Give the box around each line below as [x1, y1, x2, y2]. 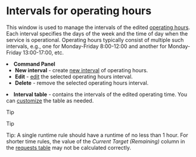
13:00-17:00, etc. [23, 49, 64, 56]
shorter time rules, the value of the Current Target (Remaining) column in [6, 137, 185, 145]
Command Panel [14, 60, 55, 68]
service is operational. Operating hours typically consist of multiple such [6, 36, 184, 43]
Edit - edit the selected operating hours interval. [14, 73, 133, 80]
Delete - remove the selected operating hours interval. [14, 79, 149, 86]
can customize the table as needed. [6, 97, 94, 104]
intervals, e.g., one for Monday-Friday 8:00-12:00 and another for [6, 43, 167, 50]
